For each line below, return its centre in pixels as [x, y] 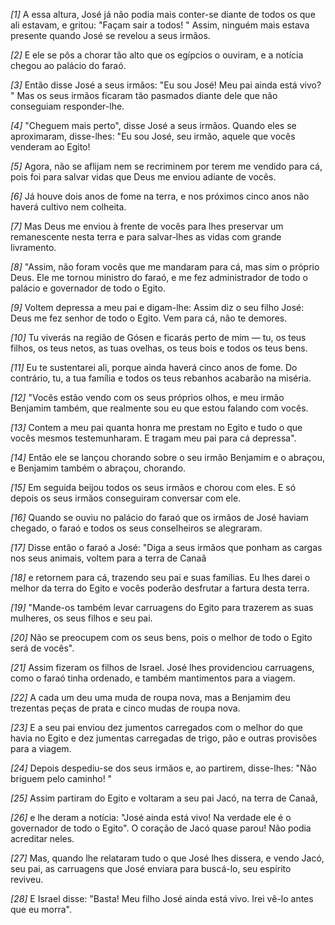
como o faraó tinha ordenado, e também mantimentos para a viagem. [153, 678]
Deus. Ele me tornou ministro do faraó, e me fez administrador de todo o [159, 277]
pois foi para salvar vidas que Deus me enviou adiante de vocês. [143, 177]
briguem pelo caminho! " [61, 778]
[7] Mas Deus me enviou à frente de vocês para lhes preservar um [147, 226]
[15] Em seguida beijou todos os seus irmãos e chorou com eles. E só [153, 487]
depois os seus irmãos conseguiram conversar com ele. [126, 498]
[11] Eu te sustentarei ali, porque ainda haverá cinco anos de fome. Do [154, 367]
